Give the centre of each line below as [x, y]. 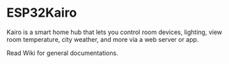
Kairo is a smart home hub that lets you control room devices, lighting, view [114, 32]
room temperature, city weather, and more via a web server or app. [103, 39]
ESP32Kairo [42, 13]
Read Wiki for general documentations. [63, 53]
